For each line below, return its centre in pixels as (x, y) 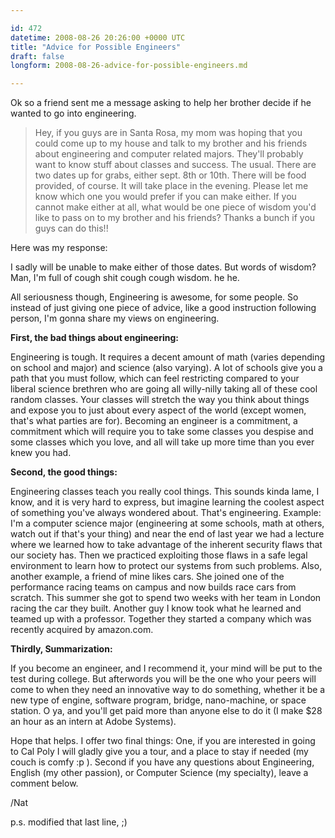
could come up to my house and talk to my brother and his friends (171, 143)
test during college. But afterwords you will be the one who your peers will (163, 679)
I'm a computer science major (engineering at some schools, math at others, (167, 523)
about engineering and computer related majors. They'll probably (169, 154)
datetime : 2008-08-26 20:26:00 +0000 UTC (98, 37)
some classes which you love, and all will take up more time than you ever (162, 442)
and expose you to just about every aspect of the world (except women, (158, 410)
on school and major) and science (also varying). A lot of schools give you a (166, 368)
